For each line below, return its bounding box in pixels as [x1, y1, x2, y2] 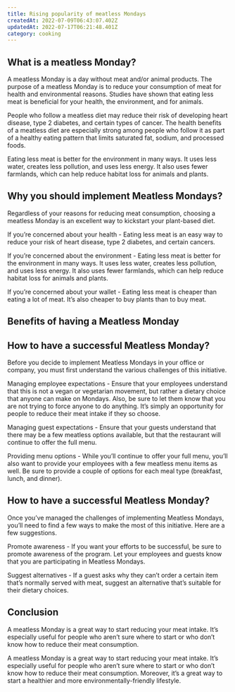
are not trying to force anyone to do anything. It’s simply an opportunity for [7, 402, 224, 410]
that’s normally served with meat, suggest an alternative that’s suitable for [7, 578, 222, 587]
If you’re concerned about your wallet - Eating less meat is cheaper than [7, 287, 217, 296]
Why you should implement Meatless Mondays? [7, 190, 223, 202]
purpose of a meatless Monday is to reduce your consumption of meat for [7, 83, 222, 91]
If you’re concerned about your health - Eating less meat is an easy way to [7, 230, 223, 239]
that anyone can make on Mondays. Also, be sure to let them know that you [7, 395, 227, 403]
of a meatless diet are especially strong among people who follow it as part [7, 126, 225, 135]
